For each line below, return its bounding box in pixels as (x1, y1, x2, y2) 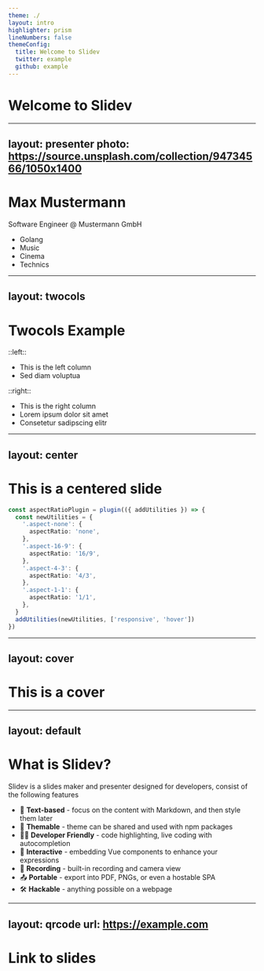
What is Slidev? (8, 756, 112, 774)
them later (19, 814, 53, 823)
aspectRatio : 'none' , (28, 528, 101, 535)
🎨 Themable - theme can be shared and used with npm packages (19, 822, 233, 832)
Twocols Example (8, 322, 126, 339)
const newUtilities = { (15, 513, 93, 521)
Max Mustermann (8, 193, 126, 211)
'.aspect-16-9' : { (22, 543, 82, 550)
